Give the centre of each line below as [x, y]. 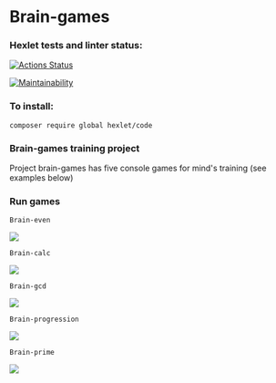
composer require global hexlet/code [81, 125]
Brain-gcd [28, 286]
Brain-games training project [75, 148]
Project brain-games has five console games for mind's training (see [138, 168]
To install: [32, 107]
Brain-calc [30, 254]
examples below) [41, 178]
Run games [35, 201]
